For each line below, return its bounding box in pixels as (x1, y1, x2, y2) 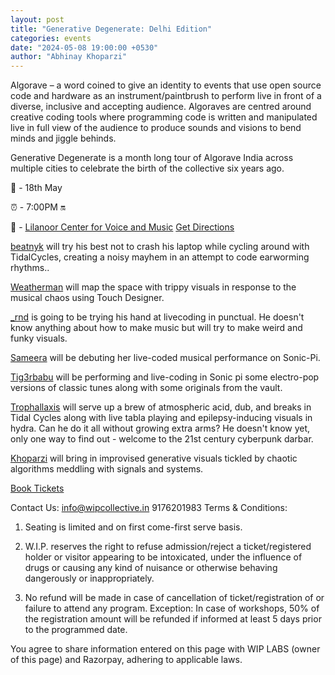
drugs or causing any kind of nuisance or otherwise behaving (24, 562, 278, 574)
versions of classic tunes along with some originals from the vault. (10, 382, 283, 394)
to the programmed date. (24, 624, 128, 636)
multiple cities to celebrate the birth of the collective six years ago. (10, 162, 285, 175)
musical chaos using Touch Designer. (10, 292, 165, 304)
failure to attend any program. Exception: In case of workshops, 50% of (24, 602, 320, 615)
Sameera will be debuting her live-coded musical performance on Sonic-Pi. (10, 352, 321, 364)
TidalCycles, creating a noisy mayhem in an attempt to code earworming (10, 251, 310, 263)
